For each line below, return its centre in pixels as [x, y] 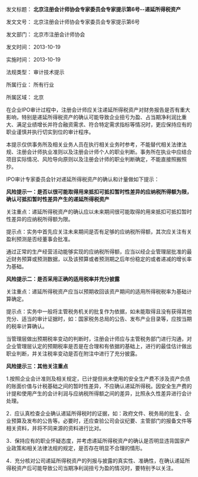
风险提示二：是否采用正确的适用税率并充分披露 [63, 279]
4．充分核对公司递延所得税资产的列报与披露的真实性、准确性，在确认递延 [96, 461]
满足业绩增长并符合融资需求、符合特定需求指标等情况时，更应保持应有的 [104, 124]
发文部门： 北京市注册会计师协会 [46, 34]
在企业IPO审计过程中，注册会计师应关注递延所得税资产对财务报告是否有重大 [98, 110]
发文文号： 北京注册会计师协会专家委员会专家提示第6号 [73, 22]
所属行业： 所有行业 [30, 85]
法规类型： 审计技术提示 [35, 72]
